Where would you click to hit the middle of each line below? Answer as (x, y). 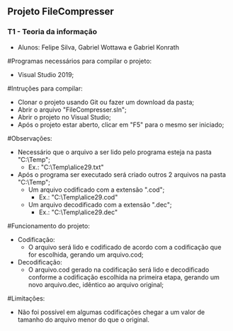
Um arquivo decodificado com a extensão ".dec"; (100, 204)
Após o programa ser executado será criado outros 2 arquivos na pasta (122, 174)
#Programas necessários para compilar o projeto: (80, 61)
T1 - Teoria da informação (52, 32)
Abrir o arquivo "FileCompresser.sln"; (72, 110)
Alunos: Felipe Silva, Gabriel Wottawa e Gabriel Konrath (98, 47)
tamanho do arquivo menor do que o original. (84, 319)
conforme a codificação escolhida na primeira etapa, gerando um (124, 277)
